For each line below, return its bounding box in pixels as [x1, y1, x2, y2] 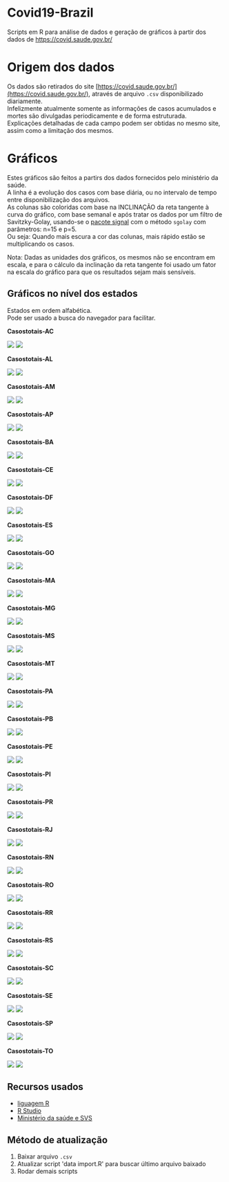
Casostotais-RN [7, 853, 54, 861]
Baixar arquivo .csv [17, 1152, 72, 1161]
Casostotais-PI [7, 770, 51, 778]
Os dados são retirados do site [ [7, 82, 99, 91]
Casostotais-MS [7, 631, 55, 639]
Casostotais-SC [7, 963, 54, 972]
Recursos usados [7, 1081, 84, 1093]
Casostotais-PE [7, 742, 53, 750]
